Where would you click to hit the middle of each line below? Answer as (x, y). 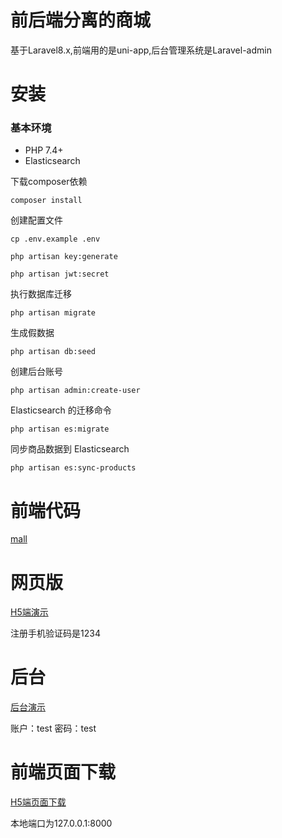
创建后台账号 (36, 372)
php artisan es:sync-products (73, 468)
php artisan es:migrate (60, 429)
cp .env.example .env (55, 239)
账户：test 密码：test (53, 728)
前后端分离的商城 (81, 20)
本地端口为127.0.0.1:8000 (61, 823)
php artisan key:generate (64, 257)
